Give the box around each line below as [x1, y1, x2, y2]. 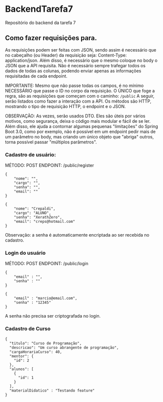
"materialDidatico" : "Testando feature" [9, 388, 95, 393]
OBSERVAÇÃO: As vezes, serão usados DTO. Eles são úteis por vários [5, 113, 145, 119]
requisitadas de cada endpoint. [5, 73, 67, 79]
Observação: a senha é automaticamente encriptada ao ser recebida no [5, 232, 150, 238]
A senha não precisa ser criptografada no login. [5, 313, 101, 319]
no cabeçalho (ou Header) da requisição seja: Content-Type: [5, 52, 127, 58]
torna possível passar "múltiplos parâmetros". [5, 139, 97, 145]
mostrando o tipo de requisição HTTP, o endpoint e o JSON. [5, 103, 126, 109]
